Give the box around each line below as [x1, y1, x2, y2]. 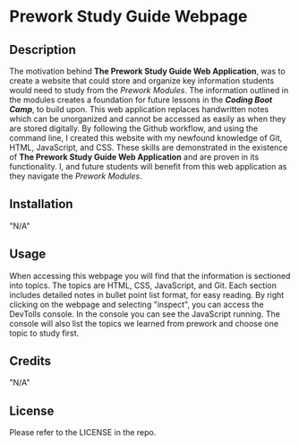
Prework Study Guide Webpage [9, 6, 248, 27]
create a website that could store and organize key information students [9, 75, 275, 86]
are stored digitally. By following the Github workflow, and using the [9, 123, 258, 134]
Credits [9, 354, 52, 369]
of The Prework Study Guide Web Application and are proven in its [9, 152, 260, 162]
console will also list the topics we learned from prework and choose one [9, 318, 279, 328]
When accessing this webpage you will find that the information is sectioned [9, 270, 291, 281]
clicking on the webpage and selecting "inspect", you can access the [9, 299, 264, 310]
